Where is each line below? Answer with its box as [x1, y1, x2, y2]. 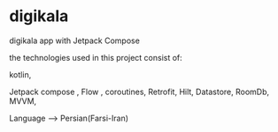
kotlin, [9, 69, 32, 80]
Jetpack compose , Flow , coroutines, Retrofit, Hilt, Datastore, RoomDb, [9, 86, 270, 97]
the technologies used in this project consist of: [9, 52, 183, 62]
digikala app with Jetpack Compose [9, 35, 140, 46]
